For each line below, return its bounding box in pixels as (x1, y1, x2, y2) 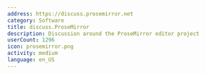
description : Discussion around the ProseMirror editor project (7, 30, 200, 37)
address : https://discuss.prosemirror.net (7, 10, 134, 18)
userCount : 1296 (7, 37, 55, 44)
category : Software (7, 17, 65, 24)
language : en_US (7, 56, 55, 63)
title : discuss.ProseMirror (7, 23, 90, 30)
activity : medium (7, 50, 58, 57)
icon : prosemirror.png (7, 43, 74, 50)
